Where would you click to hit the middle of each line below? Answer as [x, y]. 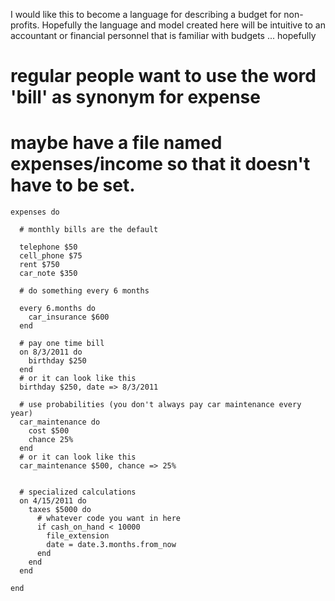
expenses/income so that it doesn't [160, 164]
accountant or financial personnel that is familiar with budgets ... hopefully [163, 35]
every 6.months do [58, 309]
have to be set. [73, 185]
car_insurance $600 [69, 317]
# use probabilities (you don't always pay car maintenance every [160, 405]
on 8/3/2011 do [51, 352]
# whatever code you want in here [109, 519]
